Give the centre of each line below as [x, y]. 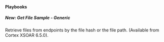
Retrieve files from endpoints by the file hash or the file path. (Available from [82, 30]
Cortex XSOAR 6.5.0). [27, 35]
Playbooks [16, 7]
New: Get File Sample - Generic [38, 18]
